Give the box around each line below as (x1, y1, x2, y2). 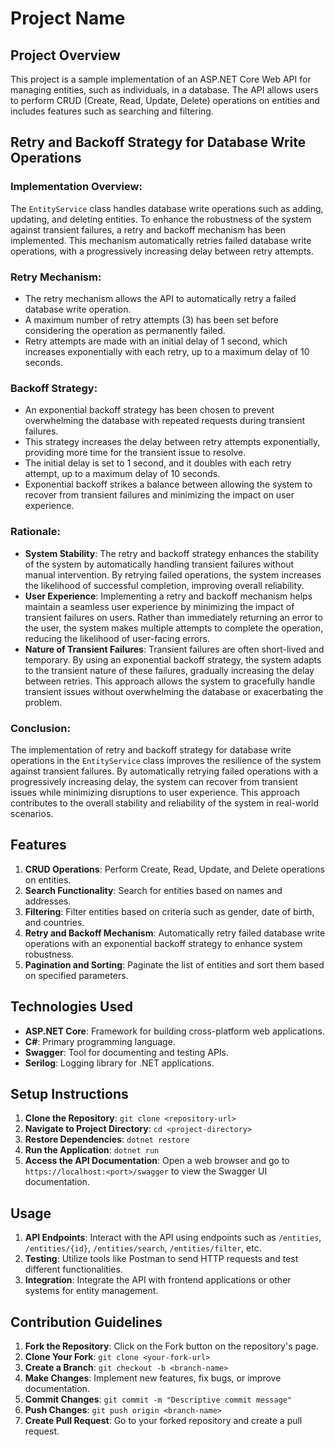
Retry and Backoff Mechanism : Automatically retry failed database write (24, 927, 326, 939)
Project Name (10, 7, 126, 30)
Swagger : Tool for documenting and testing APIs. (24, 1046, 230, 1058)
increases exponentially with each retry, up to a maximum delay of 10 (24, 345, 310, 357)
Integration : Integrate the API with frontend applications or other (24, 1274, 292, 1286)
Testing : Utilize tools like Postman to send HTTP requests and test (24, 1253, 299, 1265)
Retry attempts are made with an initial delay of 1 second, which (24, 335, 288, 347)
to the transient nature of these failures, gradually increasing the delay (24, 664, 315, 676)
